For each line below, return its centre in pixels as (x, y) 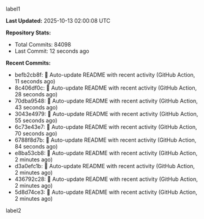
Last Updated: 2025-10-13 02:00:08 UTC (58, 21)
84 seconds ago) (36, 146)
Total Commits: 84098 (43, 44)
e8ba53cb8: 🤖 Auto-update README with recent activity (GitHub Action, (106, 153)
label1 (13, 9)
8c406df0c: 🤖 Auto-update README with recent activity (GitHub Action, (106, 88)
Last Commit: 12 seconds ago (52, 51)
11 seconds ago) (35, 81)
